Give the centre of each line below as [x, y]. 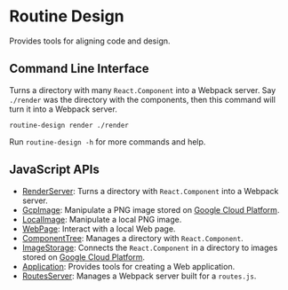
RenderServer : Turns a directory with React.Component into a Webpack [150, 191]
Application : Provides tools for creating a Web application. [128, 266]
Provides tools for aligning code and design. [90, 41]
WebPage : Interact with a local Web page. [99, 229]
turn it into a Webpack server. [63, 109]
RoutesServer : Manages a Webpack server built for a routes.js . [139, 276]
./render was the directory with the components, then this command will [142, 99]
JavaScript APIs [54, 170]
